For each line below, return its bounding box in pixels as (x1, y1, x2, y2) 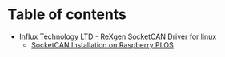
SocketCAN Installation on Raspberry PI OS (30, 40, 174, 49)
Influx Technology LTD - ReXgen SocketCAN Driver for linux (18, 32, 217, 41)
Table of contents (7, 6, 127, 24)
